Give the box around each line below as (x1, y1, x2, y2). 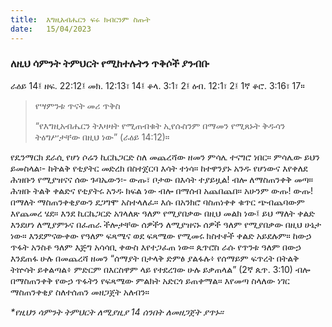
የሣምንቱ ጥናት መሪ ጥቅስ (34, 99, 121, 111)
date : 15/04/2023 (10, 24, 92, 34)
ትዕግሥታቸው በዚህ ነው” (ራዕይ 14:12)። (34, 131, 170, 143)
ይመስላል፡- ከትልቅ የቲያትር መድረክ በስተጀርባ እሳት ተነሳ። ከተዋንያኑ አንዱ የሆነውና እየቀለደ (10, 162, 308, 174)
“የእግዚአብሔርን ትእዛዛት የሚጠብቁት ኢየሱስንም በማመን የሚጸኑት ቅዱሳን (34, 119, 286, 131)
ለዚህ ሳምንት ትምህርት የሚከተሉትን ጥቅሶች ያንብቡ (10, 57, 210, 71)
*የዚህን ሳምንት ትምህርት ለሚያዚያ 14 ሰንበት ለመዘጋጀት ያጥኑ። (10, 306, 224, 318)
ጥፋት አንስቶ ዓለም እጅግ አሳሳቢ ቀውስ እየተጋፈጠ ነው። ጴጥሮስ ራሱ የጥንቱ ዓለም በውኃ (10, 241, 302, 253)
